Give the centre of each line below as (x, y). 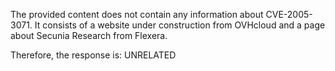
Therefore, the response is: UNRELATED (93, 55)
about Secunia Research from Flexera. (89, 35)
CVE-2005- (289, 14)
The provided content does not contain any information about (137, 14)
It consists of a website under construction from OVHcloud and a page (180, 25)
